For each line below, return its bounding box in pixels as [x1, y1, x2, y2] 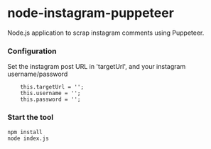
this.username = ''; [20, 90, 81, 97]
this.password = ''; [20, 96, 81, 104]
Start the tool [7, 112, 54, 122]
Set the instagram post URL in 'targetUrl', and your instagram [7, 62, 186, 71]
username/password [7, 70, 68, 79]
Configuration [7, 46, 57, 56]
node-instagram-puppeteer [7, 5, 174, 21]
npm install [7, 128, 43, 136]
